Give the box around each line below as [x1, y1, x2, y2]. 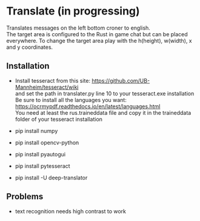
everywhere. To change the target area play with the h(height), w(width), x [6, 37, 192, 44]
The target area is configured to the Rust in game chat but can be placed [6, 30, 188, 37]
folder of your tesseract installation [15, 115, 103, 123]
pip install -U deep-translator [15, 174, 88, 181]
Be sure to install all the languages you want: [15, 96, 127, 103]
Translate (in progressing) [6, 4, 141, 18]
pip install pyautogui [15, 150, 65, 158]
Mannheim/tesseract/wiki [15, 83, 79, 91]
